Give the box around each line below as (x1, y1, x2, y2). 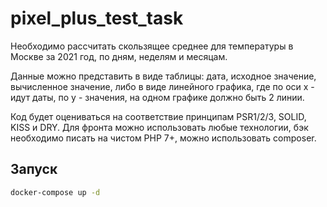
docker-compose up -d (10, 187, 101, 197)
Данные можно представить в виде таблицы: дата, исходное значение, (10, 70, 317, 82)
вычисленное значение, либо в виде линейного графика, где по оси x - (10, 80, 315, 92)
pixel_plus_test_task (10, 7, 184, 30)
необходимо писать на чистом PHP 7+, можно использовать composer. (10, 132, 317, 144)
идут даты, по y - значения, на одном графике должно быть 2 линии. (10, 91, 305, 103)
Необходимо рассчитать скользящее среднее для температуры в (10, 40, 294, 52)
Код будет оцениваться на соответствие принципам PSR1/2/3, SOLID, (10, 110, 307, 122)
